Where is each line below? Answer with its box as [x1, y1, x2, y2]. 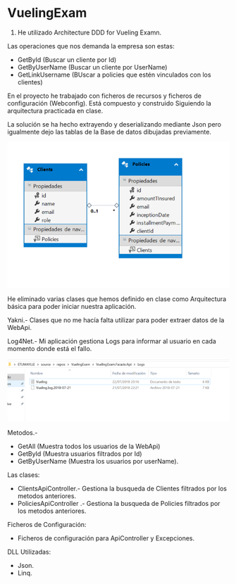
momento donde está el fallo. [7, 344, 92, 353]
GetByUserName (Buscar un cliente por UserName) [17, 63, 168, 71]
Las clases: [7, 470, 40, 479]
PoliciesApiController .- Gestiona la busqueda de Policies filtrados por [17, 499, 221, 507]
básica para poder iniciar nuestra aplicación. [7, 302, 137, 310]
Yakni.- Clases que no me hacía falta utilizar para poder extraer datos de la [7, 315, 225, 324]
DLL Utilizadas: [7, 547, 51, 556]
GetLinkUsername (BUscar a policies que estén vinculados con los [17, 70, 211, 79]
